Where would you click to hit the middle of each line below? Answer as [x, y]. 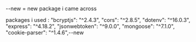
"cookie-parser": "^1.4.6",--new [45, 33]
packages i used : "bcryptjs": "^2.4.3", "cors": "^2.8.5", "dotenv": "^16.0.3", [98, 20]
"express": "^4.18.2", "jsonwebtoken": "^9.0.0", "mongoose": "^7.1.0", [90, 26]
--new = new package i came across [51, 9]
